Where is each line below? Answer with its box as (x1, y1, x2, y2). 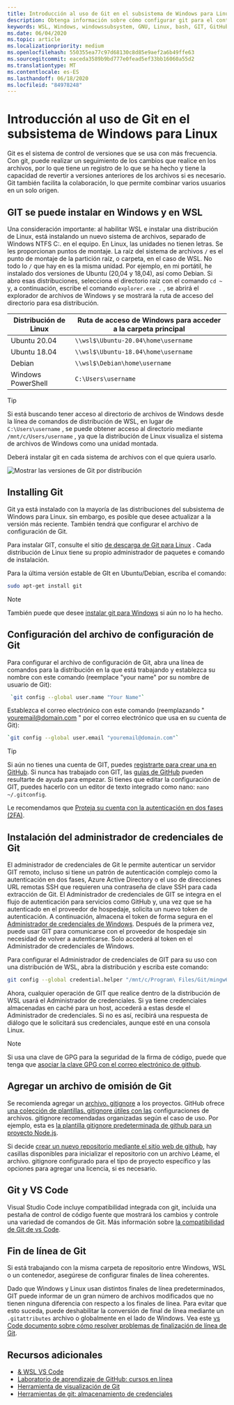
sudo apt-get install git (7, 582, 82, 589)
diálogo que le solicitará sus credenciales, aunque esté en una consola (7, 1018, 210, 1027)
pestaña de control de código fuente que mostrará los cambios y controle (7, 1210, 219, 1218)
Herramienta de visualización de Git (17, 1383, 120, 1391)
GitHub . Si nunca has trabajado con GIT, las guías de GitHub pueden (7, 768, 204, 776)
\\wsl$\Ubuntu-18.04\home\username (75, 348, 193, 356)
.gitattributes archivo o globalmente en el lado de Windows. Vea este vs (7, 1314, 221, 1323)
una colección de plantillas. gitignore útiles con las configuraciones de (7, 1106, 210, 1115)
